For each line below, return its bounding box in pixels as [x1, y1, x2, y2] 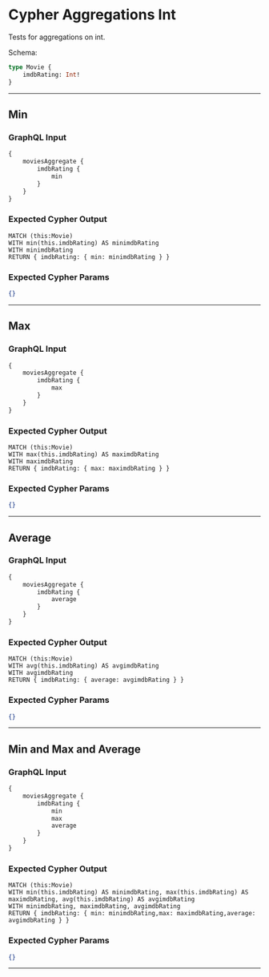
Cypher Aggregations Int [8, 6, 176, 24]
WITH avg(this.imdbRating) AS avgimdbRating [8, 662, 159, 670]
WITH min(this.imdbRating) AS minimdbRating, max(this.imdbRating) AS [8, 888, 249, 897]
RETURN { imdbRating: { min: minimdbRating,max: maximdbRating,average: [8, 910, 256, 918]
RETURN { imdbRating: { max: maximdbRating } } [8, 464, 171, 472]
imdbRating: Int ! [22, 71, 81, 79]
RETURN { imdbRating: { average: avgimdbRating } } [8, 676, 184, 684]
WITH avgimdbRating [8, 669, 74, 677]
